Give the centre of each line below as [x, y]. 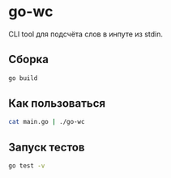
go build [23, 78]
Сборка [28, 59]
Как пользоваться [57, 104]
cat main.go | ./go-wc [47, 122]
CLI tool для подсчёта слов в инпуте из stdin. [86, 34]
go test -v [27, 166]
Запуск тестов [47, 147]
